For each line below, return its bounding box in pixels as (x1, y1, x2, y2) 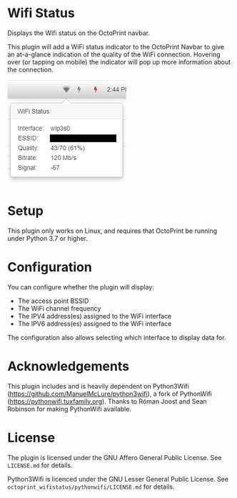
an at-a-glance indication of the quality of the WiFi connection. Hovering (7, 50, 221, 59)
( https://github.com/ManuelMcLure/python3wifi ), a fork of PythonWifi (7, 389, 212, 398)
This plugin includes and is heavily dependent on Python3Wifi (7, 382, 189, 390)
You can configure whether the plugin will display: (7, 282, 155, 291)
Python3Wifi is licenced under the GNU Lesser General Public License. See (7, 474, 229, 483)
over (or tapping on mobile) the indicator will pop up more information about (7, 57, 231, 66)
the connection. (7, 65, 54, 74)
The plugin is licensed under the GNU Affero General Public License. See (7, 453, 222, 462)
